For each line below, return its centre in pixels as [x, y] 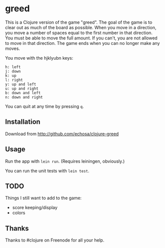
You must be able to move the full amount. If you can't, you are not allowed [81, 38]
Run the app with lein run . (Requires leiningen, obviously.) [65, 161]
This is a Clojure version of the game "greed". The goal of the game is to [79, 22]
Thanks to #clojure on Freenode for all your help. [55, 240]
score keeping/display [35, 208]
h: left [13, 67]
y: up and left [21, 84]
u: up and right [22, 89]
